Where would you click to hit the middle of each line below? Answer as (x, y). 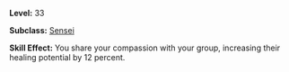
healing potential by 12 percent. (67, 57)
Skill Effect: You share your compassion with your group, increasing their (145, 48)
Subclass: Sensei (42, 30)
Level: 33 (27, 13)
